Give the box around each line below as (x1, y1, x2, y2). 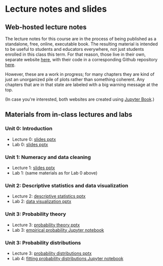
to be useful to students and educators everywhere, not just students (5, 46, 144, 52)
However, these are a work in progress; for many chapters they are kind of (5, 71, 155, 77)
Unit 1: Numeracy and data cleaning (5, 154, 91, 160)
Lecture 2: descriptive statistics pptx (12, 193, 86, 199)
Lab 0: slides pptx (12, 141, 48, 147)
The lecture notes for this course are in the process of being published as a (5, 36, 157, 42)
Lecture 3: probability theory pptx (12, 222, 80, 228)
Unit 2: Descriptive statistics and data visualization (5, 182, 128, 189)
